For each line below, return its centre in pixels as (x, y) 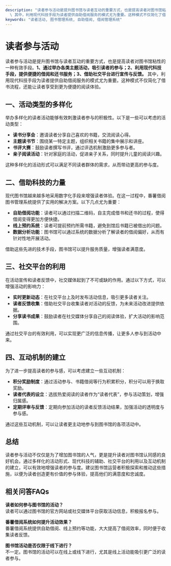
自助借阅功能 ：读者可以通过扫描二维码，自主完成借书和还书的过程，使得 (88, 212)
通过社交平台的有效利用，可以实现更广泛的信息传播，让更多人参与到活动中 (83, 333)
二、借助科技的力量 (35, 182)
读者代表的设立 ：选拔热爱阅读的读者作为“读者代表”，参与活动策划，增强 (88, 394)
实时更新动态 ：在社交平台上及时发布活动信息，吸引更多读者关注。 (82, 297)
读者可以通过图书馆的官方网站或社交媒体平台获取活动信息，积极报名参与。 (83, 511)
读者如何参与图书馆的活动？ (34, 505)
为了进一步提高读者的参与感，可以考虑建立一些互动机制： (65, 370)
